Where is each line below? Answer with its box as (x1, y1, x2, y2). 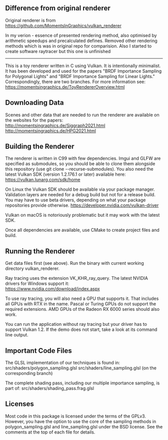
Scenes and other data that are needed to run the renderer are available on (5, 112, 159, 118)
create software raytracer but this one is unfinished (5, 48, 111, 54)
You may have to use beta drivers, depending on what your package (5, 197, 146, 203)
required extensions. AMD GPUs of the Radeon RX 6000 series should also (5, 306, 160, 312)
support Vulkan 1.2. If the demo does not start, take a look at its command (5, 326, 157, 332)
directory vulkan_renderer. (5, 265, 60, 272)
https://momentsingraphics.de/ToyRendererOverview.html (5, 84, 125, 90)
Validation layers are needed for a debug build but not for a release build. (5, 192, 156, 198)
